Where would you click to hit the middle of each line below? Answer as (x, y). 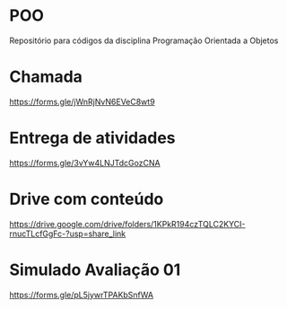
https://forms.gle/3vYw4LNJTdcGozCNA (85, 163)
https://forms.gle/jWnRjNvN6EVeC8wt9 (82, 102)
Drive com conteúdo (87, 199)
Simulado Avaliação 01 (95, 269)
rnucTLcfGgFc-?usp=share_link (68, 234)
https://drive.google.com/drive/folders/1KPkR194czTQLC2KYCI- (127, 224)
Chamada (46, 77)
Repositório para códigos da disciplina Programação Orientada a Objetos (144, 40)
